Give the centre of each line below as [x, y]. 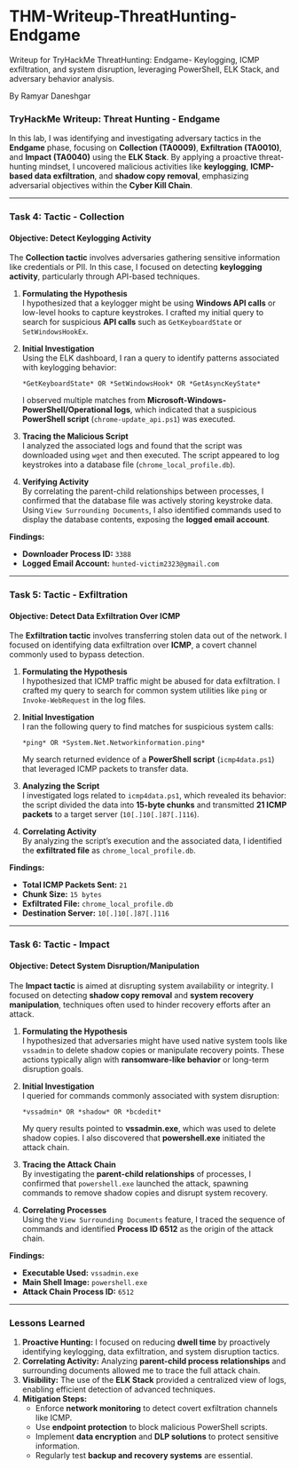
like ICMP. [54, 1417]
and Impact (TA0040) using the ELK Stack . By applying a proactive [133, 157]
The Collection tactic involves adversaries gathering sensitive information [145, 258]
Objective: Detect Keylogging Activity [80, 238]
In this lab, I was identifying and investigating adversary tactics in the [135, 139]
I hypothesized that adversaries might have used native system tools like [155, 1040]
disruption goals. [53, 1068]
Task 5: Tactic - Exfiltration [69, 595]
